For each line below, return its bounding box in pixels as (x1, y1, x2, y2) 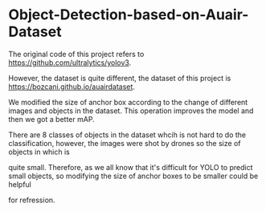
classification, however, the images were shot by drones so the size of (8, 138, 241, 148)
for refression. (8, 195, 55, 205)
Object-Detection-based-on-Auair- (8, 6, 249, 24)
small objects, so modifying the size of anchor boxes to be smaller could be (8, 171, 259, 181)
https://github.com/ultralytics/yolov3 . (8, 58, 132, 67)
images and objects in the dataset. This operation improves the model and (8, 106, 254, 116)
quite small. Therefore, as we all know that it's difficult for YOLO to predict (8, 162, 253, 172)
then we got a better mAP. (8, 114, 95, 124)
